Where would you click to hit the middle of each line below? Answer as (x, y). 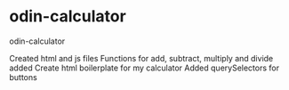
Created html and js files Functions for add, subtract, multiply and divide (141, 58)
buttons (23, 77)
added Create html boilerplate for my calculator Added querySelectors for (144, 68)
